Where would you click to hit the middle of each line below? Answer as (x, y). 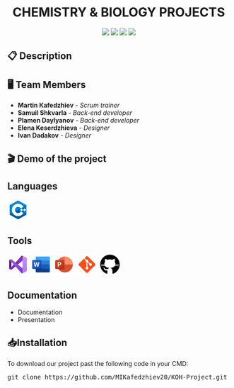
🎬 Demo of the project (57, 159)
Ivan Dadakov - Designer (54, 135)
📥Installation (37, 343)
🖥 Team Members (47, 85)
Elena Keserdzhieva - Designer (64, 128)
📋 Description (40, 56)
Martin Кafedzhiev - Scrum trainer (69, 105)
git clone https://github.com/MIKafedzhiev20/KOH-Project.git (117, 377)
